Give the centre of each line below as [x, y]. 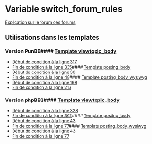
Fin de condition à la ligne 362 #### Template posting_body [71, 115]
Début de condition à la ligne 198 [45, 82]
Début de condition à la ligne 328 [45, 110]
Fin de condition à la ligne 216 [41, 87]
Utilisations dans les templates [52, 37]
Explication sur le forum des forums [40, 22]
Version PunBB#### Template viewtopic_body [61, 51]
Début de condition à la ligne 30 [44, 72]
